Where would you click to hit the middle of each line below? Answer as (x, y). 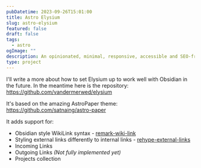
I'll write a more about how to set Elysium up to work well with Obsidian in (97, 79)
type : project (24, 62)
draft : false (22, 34)
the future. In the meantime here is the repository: (67, 85)
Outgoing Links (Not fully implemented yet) (68, 152)
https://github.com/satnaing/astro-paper (56, 110)
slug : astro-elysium (32, 23)
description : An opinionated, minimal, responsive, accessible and (92, 56)
